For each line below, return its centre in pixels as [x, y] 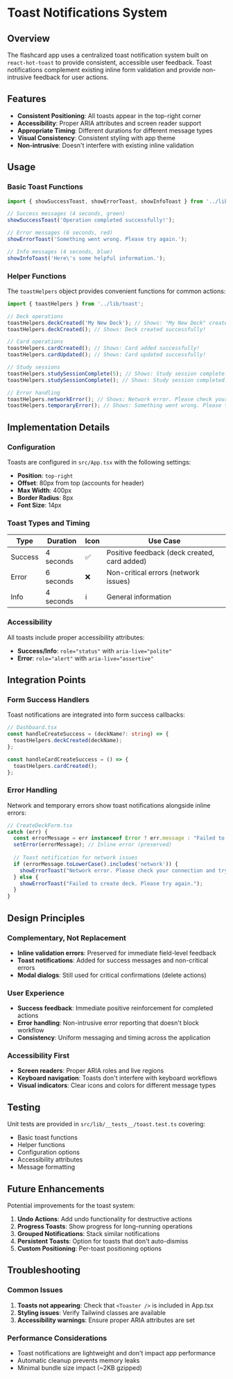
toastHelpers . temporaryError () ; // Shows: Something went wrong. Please [114, 406]
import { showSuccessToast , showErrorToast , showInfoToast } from [105, 201]
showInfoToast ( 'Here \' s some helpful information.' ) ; [87, 258]
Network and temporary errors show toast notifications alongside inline [109, 805]
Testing [24, 1107]
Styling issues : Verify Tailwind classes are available [92, 1312]
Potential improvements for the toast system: [71, 1205]
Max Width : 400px [44, 490]
